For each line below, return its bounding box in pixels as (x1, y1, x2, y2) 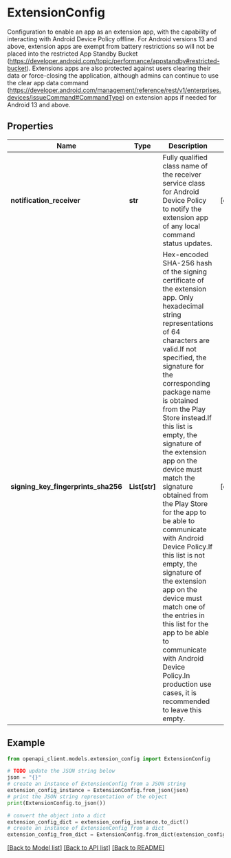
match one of (162, 602, 206, 611)
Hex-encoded (162, 250, 209, 259)
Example (7, 737, 45, 749)
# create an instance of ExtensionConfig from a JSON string (7, 780, 186, 788)
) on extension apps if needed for (122, 93, 217, 101)
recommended (162, 696, 210, 706)
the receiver (162, 170, 201, 179)
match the (162, 473, 195, 483)
